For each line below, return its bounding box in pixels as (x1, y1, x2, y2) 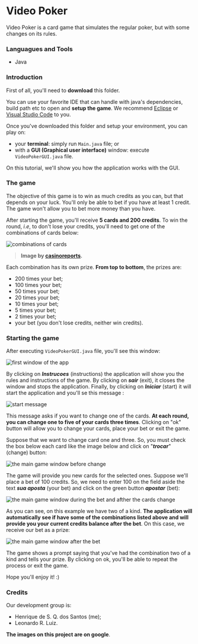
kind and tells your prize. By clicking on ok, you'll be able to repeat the (6, 556, 178, 563)
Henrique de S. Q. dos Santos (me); (14, 613, 102, 620)
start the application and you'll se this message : (6, 390, 124, 397)
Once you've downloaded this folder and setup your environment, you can (6, 122, 188, 129)
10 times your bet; (14, 300, 59, 307)
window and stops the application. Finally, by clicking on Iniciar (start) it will (6, 383, 191, 390)
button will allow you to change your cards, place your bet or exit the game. (6, 425, 191, 432)
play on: (6, 129, 26, 136)
